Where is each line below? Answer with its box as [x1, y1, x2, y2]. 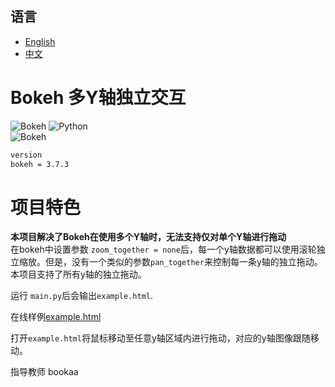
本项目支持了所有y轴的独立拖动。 [10, 268, 147, 281]
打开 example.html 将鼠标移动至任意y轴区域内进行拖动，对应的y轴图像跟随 [10, 332, 311, 344]
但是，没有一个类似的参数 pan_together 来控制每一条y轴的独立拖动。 [44, 256, 323, 268]
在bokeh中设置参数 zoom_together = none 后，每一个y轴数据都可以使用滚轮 [10, 243, 317, 256]
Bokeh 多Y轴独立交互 [10, 87, 187, 109]
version [10, 150, 43, 160]
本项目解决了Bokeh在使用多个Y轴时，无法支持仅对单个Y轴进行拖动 [10, 231, 287, 243]
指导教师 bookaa [10, 366, 79, 378]
